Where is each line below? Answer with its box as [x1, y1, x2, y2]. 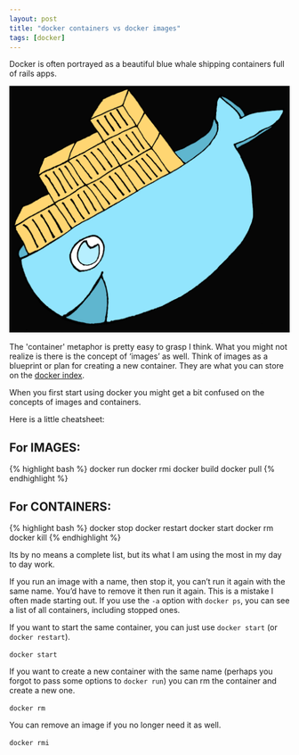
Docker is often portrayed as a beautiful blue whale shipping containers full [9, 59, 285, 70]
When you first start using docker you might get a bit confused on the [9, 387, 265, 398]
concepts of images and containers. [9, 397, 141, 408]
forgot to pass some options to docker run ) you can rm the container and [9, 675, 278, 686]
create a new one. [9, 684, 76, 695]
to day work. [9, 559, 55, 569]
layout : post [9, 14, 58, 23]
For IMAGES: [9, 440, 81, 455]
